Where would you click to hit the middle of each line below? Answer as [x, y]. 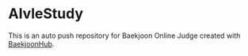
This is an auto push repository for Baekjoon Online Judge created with [124, 35]
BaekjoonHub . [31, 43]
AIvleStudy [46, 14]
